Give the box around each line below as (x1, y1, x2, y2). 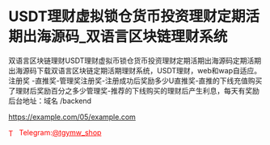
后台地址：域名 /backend (8, 96, 91, 106)
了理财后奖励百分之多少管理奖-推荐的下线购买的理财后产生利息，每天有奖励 (8, 85, 260, 95)
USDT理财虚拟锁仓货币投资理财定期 (8, 7, 246, 26)
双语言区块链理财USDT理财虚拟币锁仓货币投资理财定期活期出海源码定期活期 (8, 56, 262, 65)
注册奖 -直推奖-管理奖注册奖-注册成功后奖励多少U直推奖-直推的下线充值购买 (8, 76, 263, 85)
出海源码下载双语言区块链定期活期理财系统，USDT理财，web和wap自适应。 (8, 65, 261, 75)
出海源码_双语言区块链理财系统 (23, 27, 228, 46)
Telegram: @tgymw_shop (19, 127, 102, 137)
